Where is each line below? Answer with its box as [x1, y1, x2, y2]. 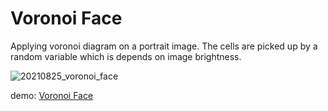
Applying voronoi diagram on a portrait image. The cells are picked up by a [10, 40, 318, 52]
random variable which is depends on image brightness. [10, 50, 242, 62]
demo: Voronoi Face [10, 89, 94, 101]
